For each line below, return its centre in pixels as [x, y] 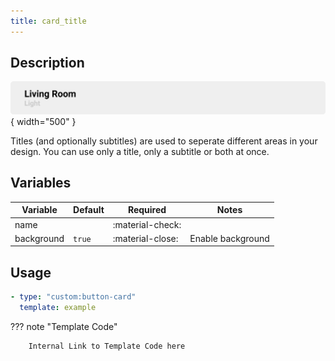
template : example [58, 308]
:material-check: [147, 224]
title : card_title [48, 21]
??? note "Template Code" [64, 326]
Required [147, 210]
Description [47, 63]
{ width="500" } [43, 122]
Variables [41, 183]
